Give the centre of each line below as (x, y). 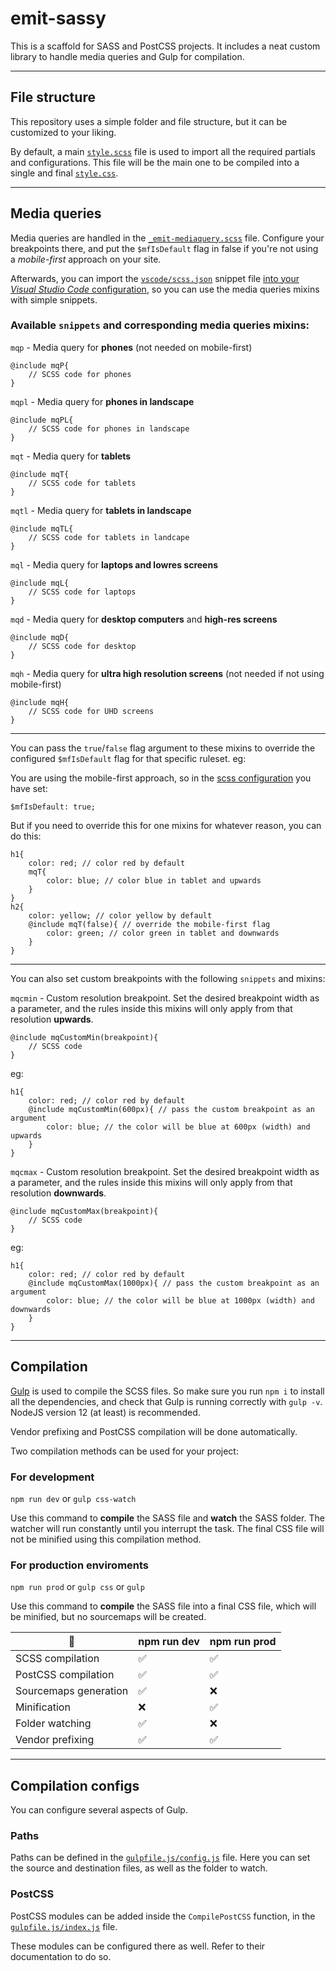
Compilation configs (75, 1785)
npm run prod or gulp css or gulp (77, 1587)
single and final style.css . (64, 173)
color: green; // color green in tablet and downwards (163, 933)
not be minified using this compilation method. (106, 1539)
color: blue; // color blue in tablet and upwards (154, 880)
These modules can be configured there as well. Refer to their (138, 1946)
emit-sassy (58, 18)
